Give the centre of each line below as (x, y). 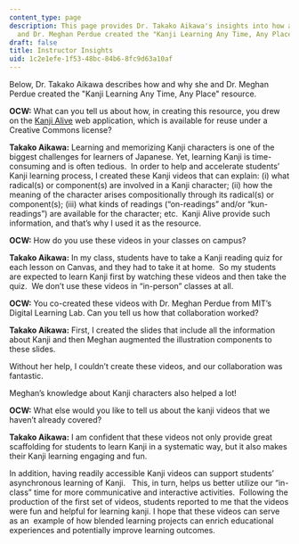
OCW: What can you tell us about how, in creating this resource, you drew (145, 111)
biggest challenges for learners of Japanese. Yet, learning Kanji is (130, 157)
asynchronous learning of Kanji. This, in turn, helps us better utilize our (141, 483)
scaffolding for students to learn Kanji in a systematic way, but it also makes (148, 446)
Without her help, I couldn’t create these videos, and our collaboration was (146, 366)
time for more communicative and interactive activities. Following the (162, 492)
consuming (30, 166)
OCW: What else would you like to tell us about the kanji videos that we (140, 410)
